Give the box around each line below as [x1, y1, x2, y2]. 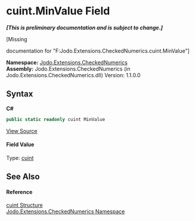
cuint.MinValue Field [6, 4, 110, 18]
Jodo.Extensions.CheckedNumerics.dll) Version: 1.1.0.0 [6, 71, 141, 78]
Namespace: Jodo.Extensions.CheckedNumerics [6, 59, 128, 66]
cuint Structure [6, 202, 43, 209]
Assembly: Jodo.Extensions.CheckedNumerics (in [6, 65, 131, 72]
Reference [6, 188, 33, 195]
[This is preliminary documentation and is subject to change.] [6, 24, 163, 31]
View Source [6, 127, 38, 134]
